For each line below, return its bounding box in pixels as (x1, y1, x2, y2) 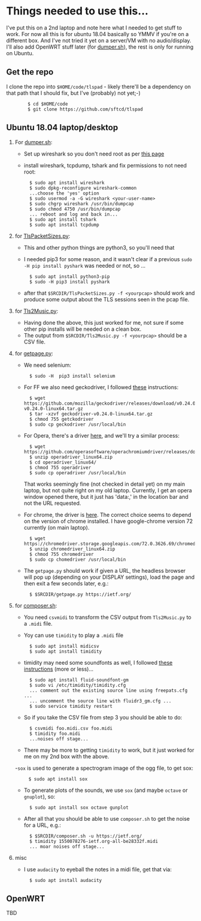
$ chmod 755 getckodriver (29, 416, 94, 422)
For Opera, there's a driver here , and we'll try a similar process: (23, 432, 180, 439)
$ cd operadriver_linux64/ (29, 459, 97, 465)
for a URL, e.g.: (23, 821, 61, 829)
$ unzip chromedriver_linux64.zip (29, 546, 115, 552)
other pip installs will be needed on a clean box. (23, 325, 142, 333)
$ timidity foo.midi (29, 731, 81, 737)
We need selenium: (23, 361, 72, 369)
